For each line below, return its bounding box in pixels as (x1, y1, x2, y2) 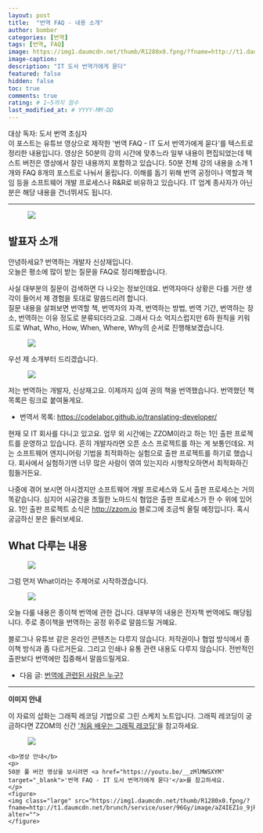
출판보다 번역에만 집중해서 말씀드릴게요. (8, 653, 130, 663)
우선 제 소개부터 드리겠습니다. (8, 354, 99, 363)
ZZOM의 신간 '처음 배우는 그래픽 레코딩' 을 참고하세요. (34, 721, 200, 730)
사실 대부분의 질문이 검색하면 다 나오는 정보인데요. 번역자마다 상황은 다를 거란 (8, 283, 244, 293)
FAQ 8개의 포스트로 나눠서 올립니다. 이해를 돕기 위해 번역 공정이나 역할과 (22, 168, 245, 177)
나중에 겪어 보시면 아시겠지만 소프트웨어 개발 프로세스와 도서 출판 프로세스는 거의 (8, 484, 255, 494)
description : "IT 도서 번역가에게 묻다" (8, 63, 127, 71)
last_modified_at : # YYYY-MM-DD (8, 107, 113, 115)
